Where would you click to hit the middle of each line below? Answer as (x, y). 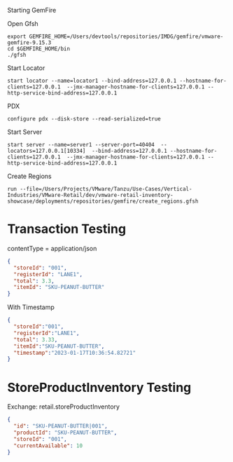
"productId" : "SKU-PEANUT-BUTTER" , (65, 433)
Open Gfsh (23, 23)
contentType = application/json (52, 248)
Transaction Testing (67, 229)
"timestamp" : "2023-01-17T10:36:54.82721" (75, 353)
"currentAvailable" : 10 (48, 446)
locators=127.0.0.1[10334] (47, 151)
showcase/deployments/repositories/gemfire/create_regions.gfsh (103, 201)
